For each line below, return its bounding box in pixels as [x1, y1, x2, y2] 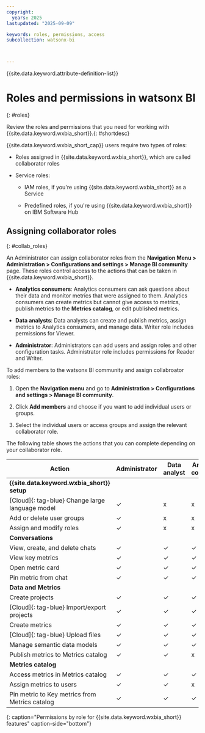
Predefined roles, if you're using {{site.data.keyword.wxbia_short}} [24, 202, 192, 210]
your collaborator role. [6, 446, 62, 453]
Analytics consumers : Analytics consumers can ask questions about [15, 285, 190, 293]
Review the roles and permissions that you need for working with [6, 123, 170, 131]
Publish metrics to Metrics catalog [9, 650, 107, 658]
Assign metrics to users [9, 680, 77, 688]
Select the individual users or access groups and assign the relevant [15, 421, 187, 428]
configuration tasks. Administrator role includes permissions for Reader [15, 348, 195, 355]
